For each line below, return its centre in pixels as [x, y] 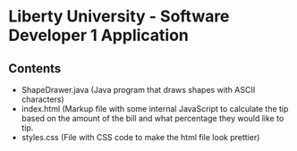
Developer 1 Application [99, 35]
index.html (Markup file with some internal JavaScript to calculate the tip [155, 109]
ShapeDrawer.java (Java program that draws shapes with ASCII [138, 90]
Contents [35, 68]
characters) [42, 99]
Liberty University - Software [119, 17]
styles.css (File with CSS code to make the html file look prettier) [140, 137]
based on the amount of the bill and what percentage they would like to [153, 118]
